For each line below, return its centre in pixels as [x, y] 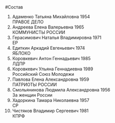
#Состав [14, 7]
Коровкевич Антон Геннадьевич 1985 [51, 58]
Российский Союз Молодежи [43, 74]
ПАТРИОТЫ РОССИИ [35, 85]
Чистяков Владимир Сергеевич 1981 [50, 111]
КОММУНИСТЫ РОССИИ [39, 32]
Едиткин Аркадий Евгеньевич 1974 [48, 48]
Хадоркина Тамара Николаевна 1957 [51, 100]
